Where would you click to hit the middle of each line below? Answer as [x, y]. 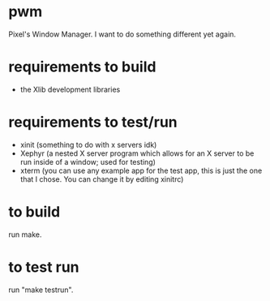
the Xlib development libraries [70, 89]
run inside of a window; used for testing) [88, 161]
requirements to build [82, 67]
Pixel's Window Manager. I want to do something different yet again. [122, 34]
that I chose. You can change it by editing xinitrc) [102, 179]
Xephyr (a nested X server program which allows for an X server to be [137, 153]
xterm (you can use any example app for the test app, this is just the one [141, 170]
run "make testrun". [41, 290]
